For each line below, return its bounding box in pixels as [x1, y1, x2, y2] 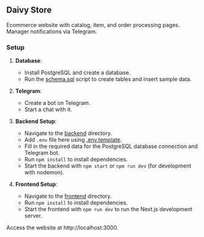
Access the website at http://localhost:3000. [6, 224, 118, 231]
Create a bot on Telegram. [24, 99, 91, 107]
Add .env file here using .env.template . [24, 136, 123, 144]
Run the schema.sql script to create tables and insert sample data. [24, 76, 192, 83]
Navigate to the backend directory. [24, 130, 112, 137]
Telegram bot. [24, 149, 60, 157]
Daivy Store [6, 5, 52, 15]
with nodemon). [24, 169, 64, 176]
